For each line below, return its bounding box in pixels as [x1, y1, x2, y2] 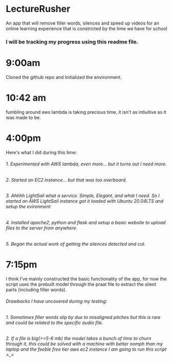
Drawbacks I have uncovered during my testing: [6, 298, 107, 305]
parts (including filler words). [6, 286, 67, 292]
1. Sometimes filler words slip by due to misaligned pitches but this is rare [6, 314, 161, 320]
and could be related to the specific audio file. [6, 320, 103, 326]
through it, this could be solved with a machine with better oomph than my [6, 341, 163, 347]
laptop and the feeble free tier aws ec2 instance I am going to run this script [6, 346, 167, 352]
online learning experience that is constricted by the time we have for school [6, 25, 167, 31]
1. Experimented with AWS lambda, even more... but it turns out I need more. [6, 161, 167, 167]
